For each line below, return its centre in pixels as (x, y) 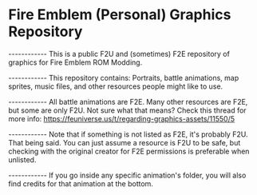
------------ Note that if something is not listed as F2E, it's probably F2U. (128, 134)
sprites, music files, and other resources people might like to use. (116, 86)
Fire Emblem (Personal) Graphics (120, 15)
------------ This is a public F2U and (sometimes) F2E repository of (119, 54)
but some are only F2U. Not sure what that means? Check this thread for (127, 110)
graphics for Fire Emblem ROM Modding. (75, 62)
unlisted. (22, 159)
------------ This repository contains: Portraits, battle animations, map (124, 78)
